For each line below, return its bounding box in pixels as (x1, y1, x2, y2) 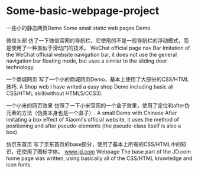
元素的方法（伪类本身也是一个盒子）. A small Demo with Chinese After (6, 109, 177, 116)
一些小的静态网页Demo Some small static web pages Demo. (6, 24, 152, 31)
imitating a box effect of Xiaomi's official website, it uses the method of (6, 116, 179, 123)
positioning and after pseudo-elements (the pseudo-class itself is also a (6, 122, 181, 129)
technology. (6, 63, 35, 70)
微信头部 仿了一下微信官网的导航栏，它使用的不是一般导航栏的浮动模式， (6, 37, 184, 44)
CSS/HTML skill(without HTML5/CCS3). (6, 90, 103, 97)
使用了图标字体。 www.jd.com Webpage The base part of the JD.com (21, 148, 191, 155)
